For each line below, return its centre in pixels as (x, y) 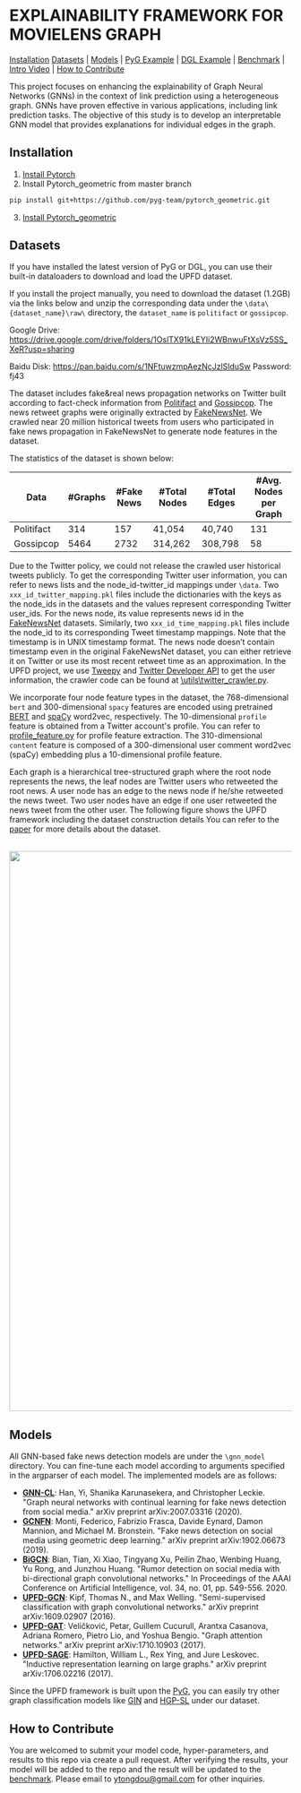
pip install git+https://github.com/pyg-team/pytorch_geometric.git (140, 200)
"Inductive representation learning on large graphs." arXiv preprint (144, 1664)
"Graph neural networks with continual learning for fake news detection (154, 1503)
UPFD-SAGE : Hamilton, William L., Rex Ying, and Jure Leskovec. (141, 1655)
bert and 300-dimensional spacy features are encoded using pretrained (141, 707)
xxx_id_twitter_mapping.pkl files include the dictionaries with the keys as (146, 595)
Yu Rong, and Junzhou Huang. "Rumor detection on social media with (151, 1569)
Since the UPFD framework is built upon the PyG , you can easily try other (145, 1691)
